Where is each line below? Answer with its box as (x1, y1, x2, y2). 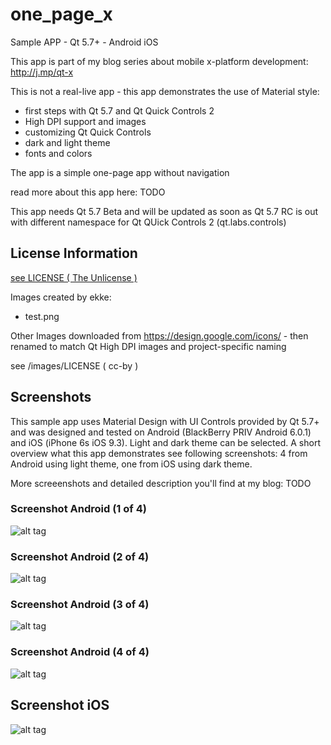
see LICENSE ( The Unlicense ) (10, 271, 138, 283)
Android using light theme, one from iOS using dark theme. (10, 458, 253, 470)
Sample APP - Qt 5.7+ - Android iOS (10, 36, 159, 48)
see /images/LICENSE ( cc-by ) (10, 359, 139, 372)
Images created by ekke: (10, 291, 112, 303)
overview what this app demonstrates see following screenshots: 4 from (10, 447, 308, 459)
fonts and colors (24, 147, 93, 159)
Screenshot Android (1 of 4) (10, 502, 147, 516)
